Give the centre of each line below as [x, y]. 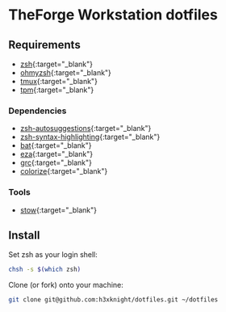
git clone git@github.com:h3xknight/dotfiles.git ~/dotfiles [113, 300]
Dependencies [38, 111]
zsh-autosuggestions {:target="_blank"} [86, 129]
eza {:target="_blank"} [56, 154]
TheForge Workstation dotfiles [113, 15]
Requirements [44, 45]
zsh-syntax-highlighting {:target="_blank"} [90, 137]
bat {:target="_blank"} [56, 145]
